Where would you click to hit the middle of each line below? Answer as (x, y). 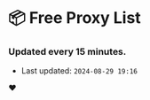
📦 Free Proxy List (75, 18)
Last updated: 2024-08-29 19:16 (79, 71)
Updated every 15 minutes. (67, 52)
